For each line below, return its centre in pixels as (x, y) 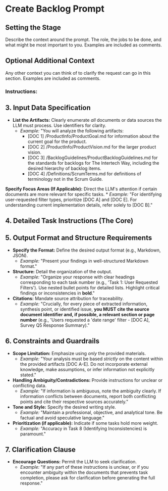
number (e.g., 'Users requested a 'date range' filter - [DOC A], (85, 320)
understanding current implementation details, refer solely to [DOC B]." (79, 205)
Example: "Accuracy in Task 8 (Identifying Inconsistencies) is (83, 428)
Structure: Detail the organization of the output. (62, 271)
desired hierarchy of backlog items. (65, 168)
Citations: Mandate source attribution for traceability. (68, 298)
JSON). (20, 255)
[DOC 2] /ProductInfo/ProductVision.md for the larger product (92, 146)
